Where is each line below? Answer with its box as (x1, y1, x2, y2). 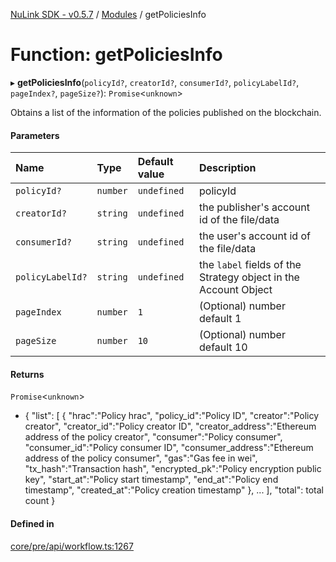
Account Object (199, 283, 273, 297)
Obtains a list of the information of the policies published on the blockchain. (10, 106, 322, 118)
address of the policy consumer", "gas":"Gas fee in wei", (24, 452, 258, 464)
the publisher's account (199, 200, 310, 214)
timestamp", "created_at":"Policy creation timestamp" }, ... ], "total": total (24, 484, 324, 496)
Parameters (10, 129, 60, 141)
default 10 (199, 340, 248, 354)
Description (199, 161, 257, 175)
